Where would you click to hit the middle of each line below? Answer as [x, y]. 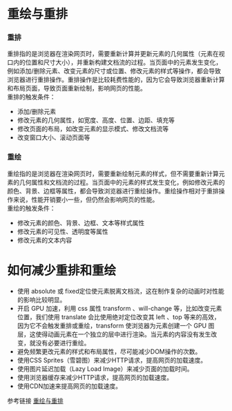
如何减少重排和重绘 [62, 270]
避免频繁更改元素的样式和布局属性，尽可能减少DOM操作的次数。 [109, 351]
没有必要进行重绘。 [63, 343]
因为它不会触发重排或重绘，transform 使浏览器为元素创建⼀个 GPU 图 [116, 325]
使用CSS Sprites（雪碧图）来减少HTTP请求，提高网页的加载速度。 [112, 360]
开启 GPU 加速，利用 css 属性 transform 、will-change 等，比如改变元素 [119, 308]
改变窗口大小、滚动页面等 [54, 137]
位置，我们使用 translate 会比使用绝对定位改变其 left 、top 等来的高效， [118, 317]
